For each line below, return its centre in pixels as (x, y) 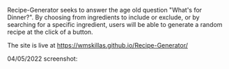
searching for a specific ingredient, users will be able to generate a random (115, 24)
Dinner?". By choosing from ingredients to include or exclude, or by (103, 17)
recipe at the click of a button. (50, 32)
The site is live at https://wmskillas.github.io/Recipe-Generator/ (98, 45)
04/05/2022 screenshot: (42, 59)
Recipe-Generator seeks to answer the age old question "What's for (105, 10)
